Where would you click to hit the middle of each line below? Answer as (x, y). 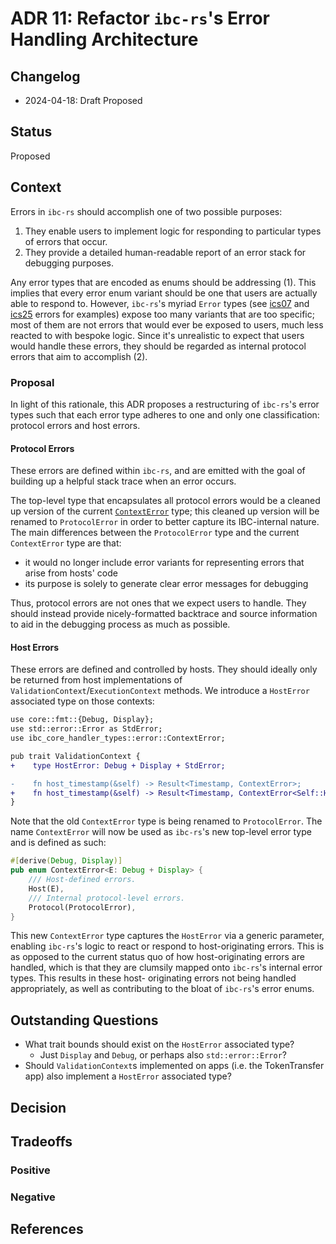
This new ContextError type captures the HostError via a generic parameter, (167, 936)
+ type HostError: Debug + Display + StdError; (118, 765)
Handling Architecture (104, 39)
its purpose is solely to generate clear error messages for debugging (166, 584)
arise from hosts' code (71, 573)
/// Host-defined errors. (82, 880)
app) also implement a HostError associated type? (128, 1076)
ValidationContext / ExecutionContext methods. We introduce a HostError (160, 691)
